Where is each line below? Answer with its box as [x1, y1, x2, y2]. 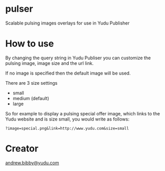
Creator [5, 143, 39, 155]
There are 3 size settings [5, 80, 58, 86]
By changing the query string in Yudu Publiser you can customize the [5, 55, 151, 61]
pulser [5, 3, 33, 15]
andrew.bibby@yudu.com [5, 159, 60, 166]
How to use [5, 38, 54, 50]
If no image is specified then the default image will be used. [5, 70, 131, 76]
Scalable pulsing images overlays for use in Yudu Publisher [5, 20, 130, 26]
